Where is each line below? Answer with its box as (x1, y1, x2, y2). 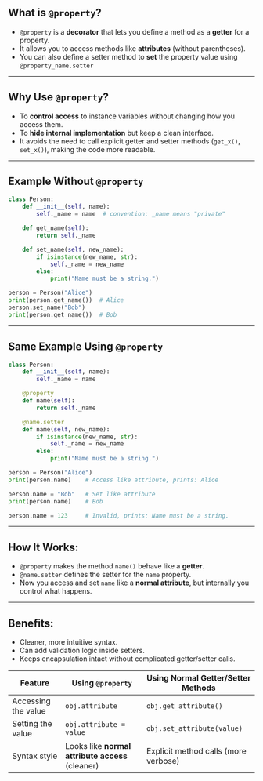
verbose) (146, 756, 180, 766)
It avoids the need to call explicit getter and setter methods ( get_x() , (19, 136, 241, 146)
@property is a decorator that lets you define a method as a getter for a (19, 27, 250, 36)
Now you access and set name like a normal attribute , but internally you (19, 578, 250, 587)
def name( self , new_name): (22, 425, 110, 434)
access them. (19, 119, 63, 129)
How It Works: (8, 540, 79, 554)
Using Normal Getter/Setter (146, 673, 251, 683)
